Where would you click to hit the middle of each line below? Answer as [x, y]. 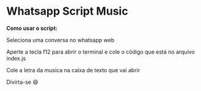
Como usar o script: [32, 28]
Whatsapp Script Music [67, 11]
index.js [16, 58]
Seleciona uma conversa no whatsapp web [60, 40]
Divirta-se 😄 [22, 82]
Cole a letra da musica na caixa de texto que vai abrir [73, 70]
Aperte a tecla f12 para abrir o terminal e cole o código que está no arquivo [101, 52]
